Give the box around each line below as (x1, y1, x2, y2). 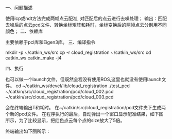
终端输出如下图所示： (5, 128, 50, 134)
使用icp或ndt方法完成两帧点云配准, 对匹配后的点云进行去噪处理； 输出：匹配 (5, 15, 167, 22)
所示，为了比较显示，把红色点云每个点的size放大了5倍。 (5, 117, 125, 123)
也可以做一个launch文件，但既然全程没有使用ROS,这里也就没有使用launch (5, 76, 162, 82)
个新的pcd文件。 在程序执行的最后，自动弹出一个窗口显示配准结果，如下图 (5, 111, 164, 117)
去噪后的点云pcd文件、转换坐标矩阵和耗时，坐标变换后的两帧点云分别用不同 (5, 22, 167, 28)
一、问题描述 (5, 5, 32, 10)
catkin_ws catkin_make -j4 (5, 55, 62, 61)
